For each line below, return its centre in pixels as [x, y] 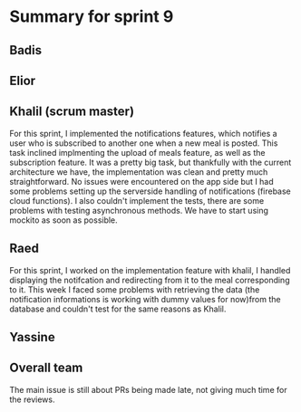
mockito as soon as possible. [63, 220]
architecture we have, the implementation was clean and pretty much [139, 172]
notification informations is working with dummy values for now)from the [145, 299]
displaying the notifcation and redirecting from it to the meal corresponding [150, 280]
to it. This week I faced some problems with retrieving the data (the [135, 289]
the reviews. [32, 399]
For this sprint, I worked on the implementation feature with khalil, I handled [150, 270]
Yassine [33, 337]
